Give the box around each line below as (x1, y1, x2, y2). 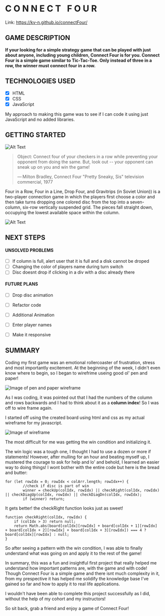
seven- (130, 199, 144, 205)
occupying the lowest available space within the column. (5, 209, 120, 215)
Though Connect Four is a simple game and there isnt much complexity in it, (5, 570, 160, 576)
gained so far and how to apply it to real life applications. (5, 581, 120, 587)
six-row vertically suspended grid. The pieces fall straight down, (22, 204, 153, 210)
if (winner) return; (23, 496, 65, 501)
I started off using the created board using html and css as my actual (5, 414, 145, 421)
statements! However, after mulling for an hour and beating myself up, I (5, 454, 149, 460)
